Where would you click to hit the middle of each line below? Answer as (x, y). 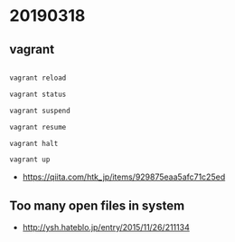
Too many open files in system (97, 205)
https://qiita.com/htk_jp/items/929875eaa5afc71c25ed (124, 177)
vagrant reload (38, 78)
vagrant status (38, 94)
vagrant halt (34, 143)
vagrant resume (38, 127)
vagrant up (30, 160)
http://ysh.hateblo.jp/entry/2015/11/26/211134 (106, 227)
